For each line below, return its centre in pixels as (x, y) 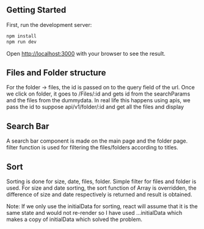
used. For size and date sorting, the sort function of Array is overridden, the (101, 188)
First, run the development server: (49, 24)
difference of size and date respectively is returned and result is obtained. (99, 194)
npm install (21, 36)
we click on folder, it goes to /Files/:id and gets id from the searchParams (98, 94)
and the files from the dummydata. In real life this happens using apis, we (98, 100)
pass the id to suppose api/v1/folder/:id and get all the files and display (95, 107)
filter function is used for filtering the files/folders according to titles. (92, 148)
